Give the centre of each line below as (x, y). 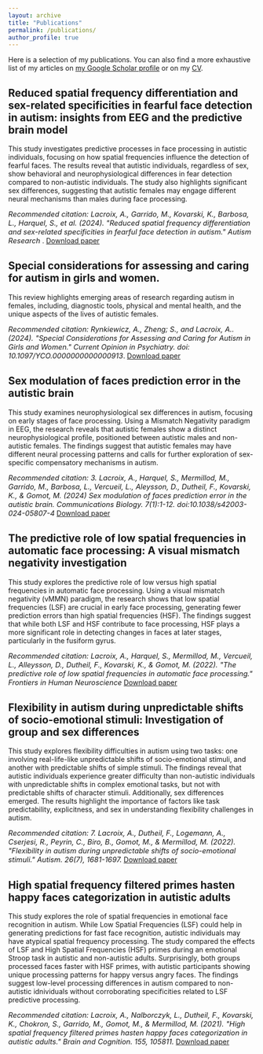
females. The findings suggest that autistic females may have (132, 446)
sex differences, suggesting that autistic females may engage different (122, 190)
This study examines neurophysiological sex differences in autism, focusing (131, 412)
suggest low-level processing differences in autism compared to (112, 983)
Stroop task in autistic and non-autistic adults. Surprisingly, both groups (124, 958)
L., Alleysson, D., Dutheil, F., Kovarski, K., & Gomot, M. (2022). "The (122, 665)
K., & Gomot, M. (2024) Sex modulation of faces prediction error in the (128, 496)
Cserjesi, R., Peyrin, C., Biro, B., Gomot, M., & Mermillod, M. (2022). (122, 842)
